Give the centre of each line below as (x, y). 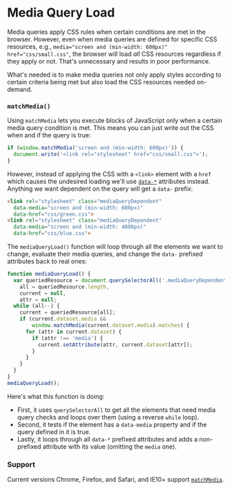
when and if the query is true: (49, 135)
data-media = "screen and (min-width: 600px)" (78, 208)
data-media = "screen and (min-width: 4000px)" (80, 227)
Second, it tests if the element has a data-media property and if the (112, 424)
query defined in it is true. (54, 432)
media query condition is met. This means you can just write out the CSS (110, 128)
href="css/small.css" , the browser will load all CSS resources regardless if (114, 54)
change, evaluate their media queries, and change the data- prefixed (105, 254)
